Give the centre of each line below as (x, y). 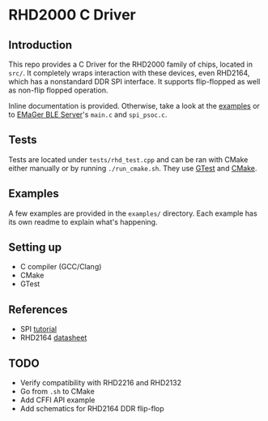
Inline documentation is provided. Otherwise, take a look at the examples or (134, 106)
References (38, 309)
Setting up (35, 248)
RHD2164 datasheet (53, 337)
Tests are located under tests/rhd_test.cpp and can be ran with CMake (128, 159)
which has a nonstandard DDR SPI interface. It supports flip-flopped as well (134, 82)
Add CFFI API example (57, 400)
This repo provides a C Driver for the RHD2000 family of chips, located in (131, 64)
